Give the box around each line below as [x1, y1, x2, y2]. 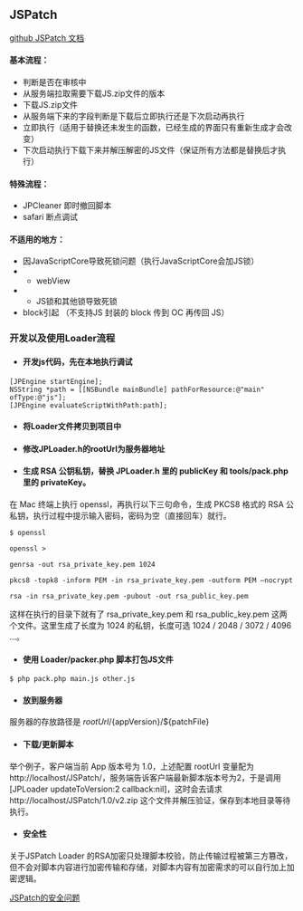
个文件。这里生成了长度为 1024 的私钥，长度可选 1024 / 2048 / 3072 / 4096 [9, 619, 292, 630]
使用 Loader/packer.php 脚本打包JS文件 [22, 654, 174, 665]
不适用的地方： [9, 234, 65, 245]
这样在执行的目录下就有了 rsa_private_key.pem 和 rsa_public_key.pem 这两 [9, 609, 288, 619]
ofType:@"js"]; [9, 393, 67, 402]
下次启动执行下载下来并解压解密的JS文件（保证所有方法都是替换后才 [22, 145, 279, 156]
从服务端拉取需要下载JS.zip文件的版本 [22, 88, 166, 99]
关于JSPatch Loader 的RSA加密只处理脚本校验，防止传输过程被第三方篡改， [9, 850, 293, 861]
